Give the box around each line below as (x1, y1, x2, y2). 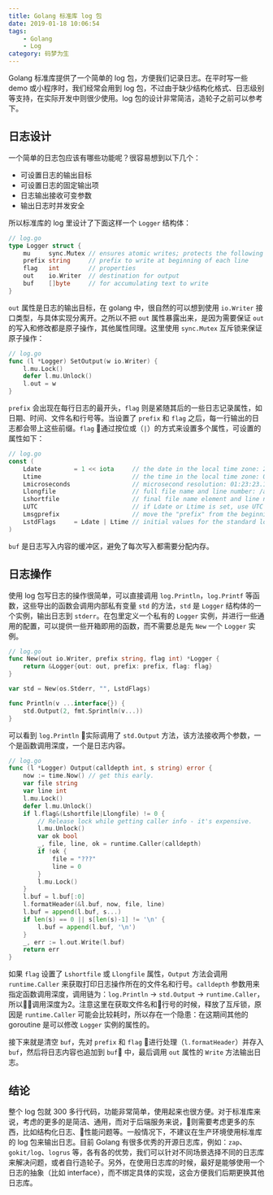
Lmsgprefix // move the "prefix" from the (23, 510, 238, 519)
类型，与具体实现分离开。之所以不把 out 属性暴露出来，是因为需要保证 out (15, 312, 264, 322)
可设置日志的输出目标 (19, 170, 92, 180)
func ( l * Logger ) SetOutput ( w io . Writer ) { (8, 357, 158, 365)
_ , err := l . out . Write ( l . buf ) (23, 938, 126, 946)
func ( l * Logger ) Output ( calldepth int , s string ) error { (8, 764, 213, 773)
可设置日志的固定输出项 (19, 180, 99, 190)
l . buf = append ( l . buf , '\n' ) (37, 922, 136, 931)
